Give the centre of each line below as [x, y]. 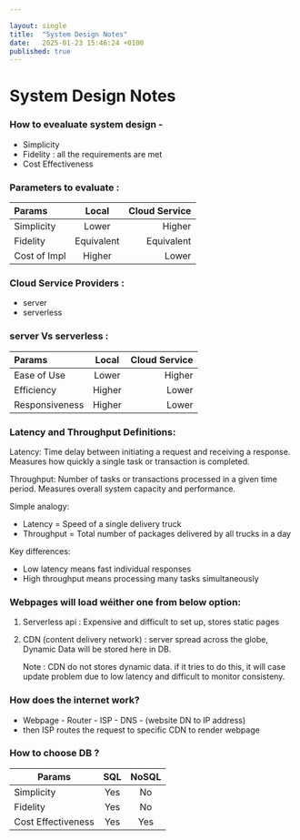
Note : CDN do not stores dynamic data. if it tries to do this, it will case [154, 667]
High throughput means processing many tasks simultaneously [140, 578]
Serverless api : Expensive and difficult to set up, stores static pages [151, 622]
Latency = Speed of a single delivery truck [102, 523]
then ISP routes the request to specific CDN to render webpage [141, 730]
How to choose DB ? [55, 754]
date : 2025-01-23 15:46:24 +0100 [77, 43]
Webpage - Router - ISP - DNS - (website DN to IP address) [134, 720]
